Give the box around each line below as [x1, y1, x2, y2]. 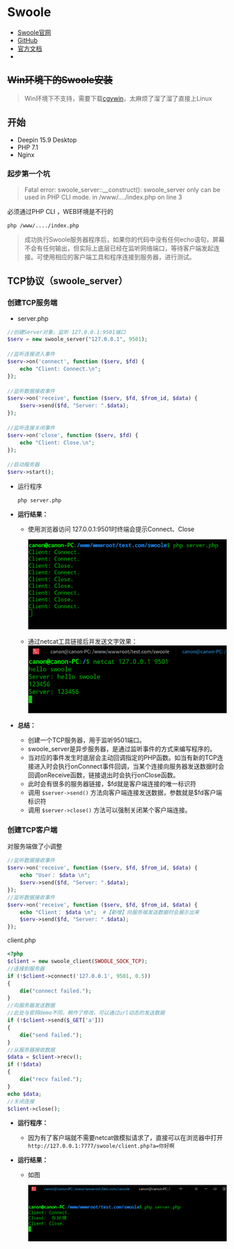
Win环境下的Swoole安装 [7, 74, 113, 86]
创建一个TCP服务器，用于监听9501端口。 [27, 736, 146, 744]
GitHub [17, 36, 38, 44]
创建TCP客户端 [7, 825, 58, 835]
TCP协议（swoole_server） [7, 275, 128, 287]
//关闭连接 [7, 1098, 35, 1105]
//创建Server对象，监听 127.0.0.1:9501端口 [7, 329, 126, 335]
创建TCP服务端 [7, 298, 58, 308]
